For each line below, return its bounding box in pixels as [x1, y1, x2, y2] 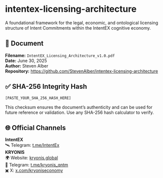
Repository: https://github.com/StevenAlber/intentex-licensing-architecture [5, 68, 158, 74]
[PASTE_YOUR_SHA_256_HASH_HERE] [5, 95, 71, 101]
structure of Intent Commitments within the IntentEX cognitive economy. [5, 25, 151, 31]
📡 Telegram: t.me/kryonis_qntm [5, 162, 69, 168]
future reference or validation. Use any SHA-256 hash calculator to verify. [5, 109, 154, 115]
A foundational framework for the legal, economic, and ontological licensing [5, 20, 159, 26]
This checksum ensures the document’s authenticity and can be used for [5, 104, 153, 110]
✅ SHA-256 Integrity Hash [5, 82, 87, 91]
